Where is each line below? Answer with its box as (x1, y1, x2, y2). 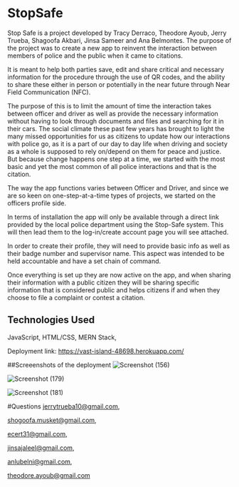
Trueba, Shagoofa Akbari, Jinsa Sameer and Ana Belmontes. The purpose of (7, 36, 232, 44)
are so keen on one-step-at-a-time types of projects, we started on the (7, 191, 216, 200)
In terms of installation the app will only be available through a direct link (7, 212, 219, 221)
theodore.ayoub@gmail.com (7, 471, 90, 479)
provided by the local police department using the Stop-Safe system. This (7, 220, 224, 229)
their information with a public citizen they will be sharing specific (7, 278, 200, 287)
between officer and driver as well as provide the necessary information (7, 109, 218, 118)
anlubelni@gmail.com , (7, 457, 73, 466)
